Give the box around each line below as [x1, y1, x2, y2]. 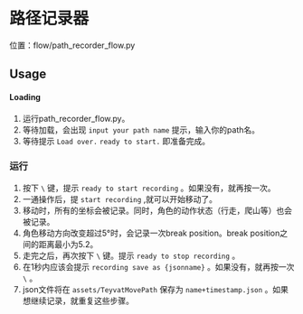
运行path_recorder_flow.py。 [22, 113, 130, 124]
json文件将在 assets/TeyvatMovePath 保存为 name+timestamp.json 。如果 [22, 283, 289, 294]
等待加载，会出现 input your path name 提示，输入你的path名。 [22, 124, 260, 135]
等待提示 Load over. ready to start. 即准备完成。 [22, 135, 211, 146]
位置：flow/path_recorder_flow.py [9, 40, 136, 51]
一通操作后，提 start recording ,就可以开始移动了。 [22, 193, 218, 204]
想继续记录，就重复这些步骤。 [22, 295, 134, 306]
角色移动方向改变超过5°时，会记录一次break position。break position [22, 227, 280, 238]
